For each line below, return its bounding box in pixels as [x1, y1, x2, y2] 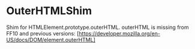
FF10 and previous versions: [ [6, 30, 79, 37]
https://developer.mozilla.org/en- [79, 30, 161, 37]
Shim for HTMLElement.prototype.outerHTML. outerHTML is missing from [6, 24, 189, 31]
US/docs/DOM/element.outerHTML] [6, 36, 96, 43]
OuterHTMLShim [6, 4, 92, 18]
